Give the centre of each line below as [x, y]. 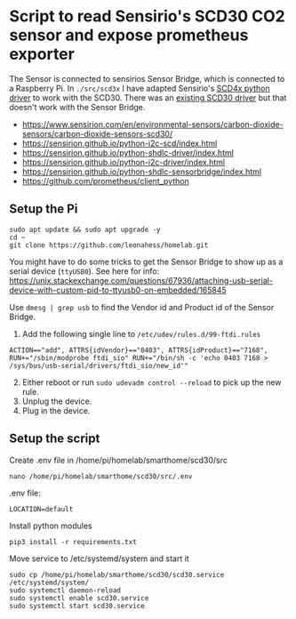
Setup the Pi [44, 209]
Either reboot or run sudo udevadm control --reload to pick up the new [152, 382]
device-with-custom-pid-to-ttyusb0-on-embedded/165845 [118, 290]
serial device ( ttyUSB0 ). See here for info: [84, 271]
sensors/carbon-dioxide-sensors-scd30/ [97, 133]
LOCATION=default [41, 509]
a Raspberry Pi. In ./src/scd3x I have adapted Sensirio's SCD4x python [140, 88]
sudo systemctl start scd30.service [77, 606]
